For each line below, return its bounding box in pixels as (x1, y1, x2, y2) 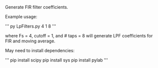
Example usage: (5, 14, 38, 19)
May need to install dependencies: (5, 48, 75, 53)
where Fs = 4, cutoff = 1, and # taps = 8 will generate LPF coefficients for (5, 33, 153, 38)
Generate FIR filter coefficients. (5, 4, 69, 10)
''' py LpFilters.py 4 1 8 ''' (5, 23, 56, 29)
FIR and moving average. (5, 38, 55, 44)
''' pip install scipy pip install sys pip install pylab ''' (5, 57, 108, 63)
